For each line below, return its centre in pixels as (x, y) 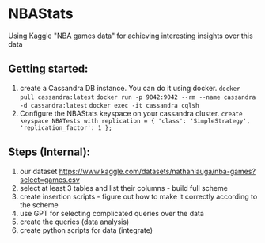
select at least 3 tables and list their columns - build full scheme (123, 188)
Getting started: (48, 69)
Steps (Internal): (49, 152)
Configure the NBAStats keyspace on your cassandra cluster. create (131, 113)
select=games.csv (50, 180)
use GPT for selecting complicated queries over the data (112, 213)
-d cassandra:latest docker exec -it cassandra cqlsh (109, 105)
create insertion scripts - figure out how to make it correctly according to (138, 196)
